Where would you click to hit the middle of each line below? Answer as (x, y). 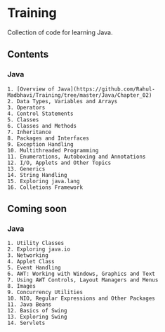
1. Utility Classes (36, 244)
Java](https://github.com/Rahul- (106, 89)
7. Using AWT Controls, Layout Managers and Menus (83, 280)
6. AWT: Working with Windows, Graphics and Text (81, 274)
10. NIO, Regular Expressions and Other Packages (81, 299)
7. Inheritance (29, 132)
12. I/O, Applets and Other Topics (59, 163)
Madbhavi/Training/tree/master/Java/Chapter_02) (80, 95)
